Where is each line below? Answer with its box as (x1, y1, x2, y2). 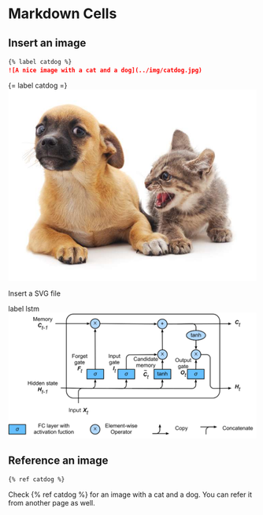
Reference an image (8, 453, 109, 467)
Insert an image (8, 36, 87, 50)
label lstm (8, 304, 39, 314)
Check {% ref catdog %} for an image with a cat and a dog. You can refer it (8, 490, 252, 499)
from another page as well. (8, 498, 96, 508)
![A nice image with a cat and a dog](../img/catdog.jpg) (8, 66, 202, 74)
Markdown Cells (8, 5, 117, 23)
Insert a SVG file (8, 289, 61, 298)
